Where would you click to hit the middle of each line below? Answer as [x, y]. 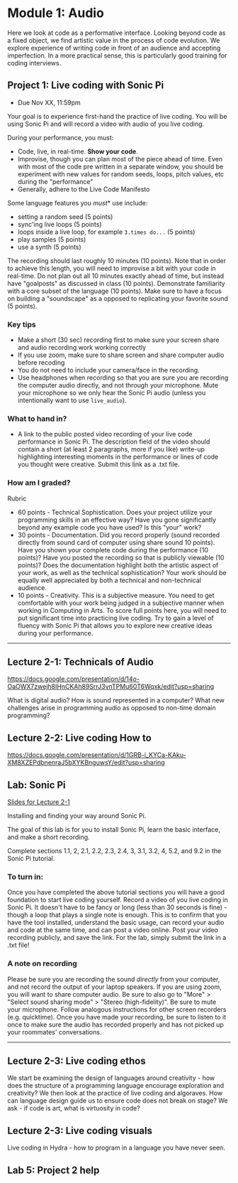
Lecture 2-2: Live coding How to [80, 738]
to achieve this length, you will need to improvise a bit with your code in [112, 268]
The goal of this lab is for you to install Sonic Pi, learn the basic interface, [114, 830]
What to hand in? [37, 419]
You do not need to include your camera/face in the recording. [108, 370]
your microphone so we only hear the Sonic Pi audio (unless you [112, 393]
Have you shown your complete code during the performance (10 [113, 550]
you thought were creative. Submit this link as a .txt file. [98, 464]
